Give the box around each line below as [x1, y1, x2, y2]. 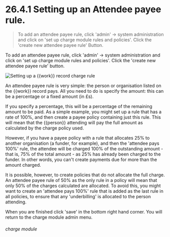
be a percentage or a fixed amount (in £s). [5, 93, 94, 99]
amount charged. [5, 162, 42, 168]
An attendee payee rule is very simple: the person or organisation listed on [5, 83, 162, 89]
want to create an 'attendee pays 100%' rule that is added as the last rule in [5, 188, 164, 194]
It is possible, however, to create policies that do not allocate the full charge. [5, 172, 165, 178]
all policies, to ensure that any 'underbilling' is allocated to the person [5, 193, 151, 199]
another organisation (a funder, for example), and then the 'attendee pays [5, 140, 159, 146]
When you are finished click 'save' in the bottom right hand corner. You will [5, 208, 163, 215]
